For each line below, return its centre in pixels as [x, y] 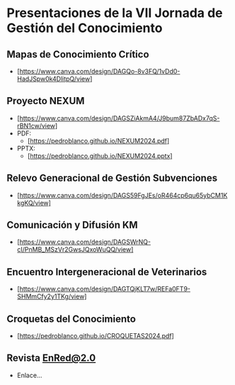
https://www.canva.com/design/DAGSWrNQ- [85, 242]
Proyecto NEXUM [46, 101]
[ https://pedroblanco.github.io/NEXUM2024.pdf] [98, 140]
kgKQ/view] [34, 203]
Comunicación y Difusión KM [73, 225]
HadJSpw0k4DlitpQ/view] [55, 79]
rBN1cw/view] [37, 125]
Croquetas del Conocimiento [71, 319]
